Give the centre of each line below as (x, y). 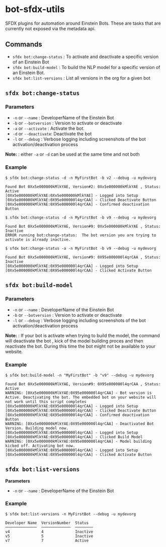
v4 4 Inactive (49, 532)
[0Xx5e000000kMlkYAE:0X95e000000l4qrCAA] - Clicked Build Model (74, 437)
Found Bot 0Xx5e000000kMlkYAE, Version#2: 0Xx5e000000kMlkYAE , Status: (83, 187)
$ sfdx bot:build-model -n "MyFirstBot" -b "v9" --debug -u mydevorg (80, 375)
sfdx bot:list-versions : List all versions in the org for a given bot (81, 78)
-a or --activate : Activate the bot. (48, 128)
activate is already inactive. (38, 240)
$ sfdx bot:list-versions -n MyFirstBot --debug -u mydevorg (71, 514)
